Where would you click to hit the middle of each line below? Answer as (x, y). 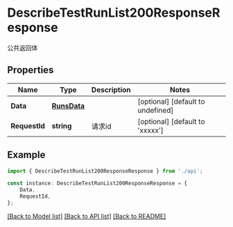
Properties (31, 70)
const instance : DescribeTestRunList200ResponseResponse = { (97, 183)
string (62, 125)
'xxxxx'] (151, 130)
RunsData (68, 106)
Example (26, 155)
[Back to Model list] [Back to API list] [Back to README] (87, 216)
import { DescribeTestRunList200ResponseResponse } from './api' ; (105, 171)
